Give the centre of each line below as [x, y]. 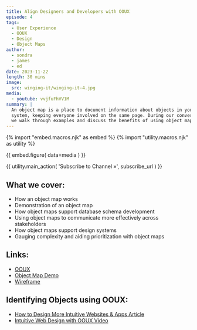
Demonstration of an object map [53, 205]
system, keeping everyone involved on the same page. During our [93, 115]
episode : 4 [19, 17]
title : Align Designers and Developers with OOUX [68, 11]
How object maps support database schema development [84, 211]
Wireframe [27, 281]
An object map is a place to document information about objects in [97, 110]
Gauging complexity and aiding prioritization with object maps [89, 236]
